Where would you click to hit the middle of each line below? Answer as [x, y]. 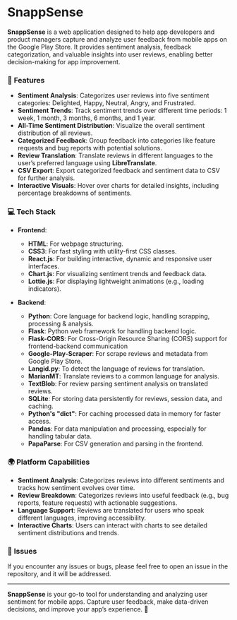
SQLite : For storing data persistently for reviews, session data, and [125, 398]
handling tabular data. [60, 436]
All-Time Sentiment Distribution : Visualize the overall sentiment [111, 126]
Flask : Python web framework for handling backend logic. [112, 331]
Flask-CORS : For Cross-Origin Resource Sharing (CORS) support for [128, 338]
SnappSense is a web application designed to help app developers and [111, 32]
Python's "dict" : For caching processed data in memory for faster [124, 413]
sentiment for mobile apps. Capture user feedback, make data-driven [108, 602]
